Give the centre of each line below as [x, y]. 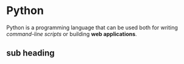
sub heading [30, 53]
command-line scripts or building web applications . [72, 34]
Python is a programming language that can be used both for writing [92, 27]
